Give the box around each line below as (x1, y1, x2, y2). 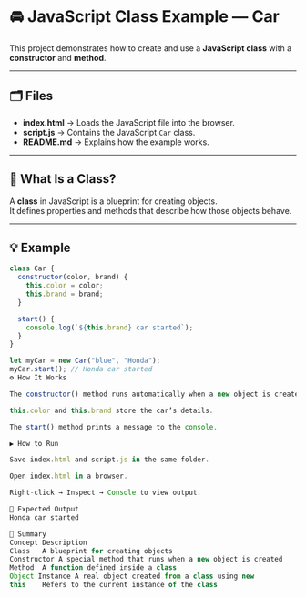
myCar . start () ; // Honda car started (9, 365, 153, 374)
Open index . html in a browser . (9, 471, 128, 481)
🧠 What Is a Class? (9, 171, 117, 187)
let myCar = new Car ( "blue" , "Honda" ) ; (9, 356, 161, 366)
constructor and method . (9, 52, 107, 63)
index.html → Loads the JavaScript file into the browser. (22, 116, 235, 127)
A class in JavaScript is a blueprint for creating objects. (9, 196, 218, 207)
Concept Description (9, 538, 88, 547)
